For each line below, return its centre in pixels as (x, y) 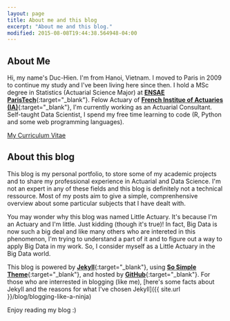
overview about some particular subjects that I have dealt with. (97, 203)
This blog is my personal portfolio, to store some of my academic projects (112, 173)
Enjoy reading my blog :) (42, 310)
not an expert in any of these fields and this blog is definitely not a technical (115, 189)
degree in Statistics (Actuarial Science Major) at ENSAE (86, 93)
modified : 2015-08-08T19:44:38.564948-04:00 (72, 33)
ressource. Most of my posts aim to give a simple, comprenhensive (103, 196)
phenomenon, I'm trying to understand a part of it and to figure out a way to (115, 238)
